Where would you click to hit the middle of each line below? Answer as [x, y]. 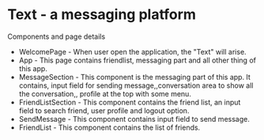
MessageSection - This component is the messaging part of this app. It [134, 77]
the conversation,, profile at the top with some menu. [105, 93]
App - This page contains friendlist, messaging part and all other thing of [137, 60]
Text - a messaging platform [102, 15]
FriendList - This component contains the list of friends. [109, 127]
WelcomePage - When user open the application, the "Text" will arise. [132, 51]
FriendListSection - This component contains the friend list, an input [130, 102]
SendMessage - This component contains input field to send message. [134, 119]
